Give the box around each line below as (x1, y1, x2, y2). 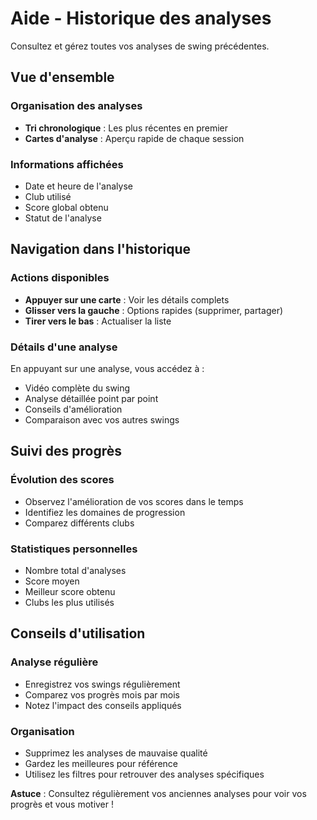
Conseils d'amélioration (24, 403, 123, 415)
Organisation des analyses (10, 99, 143, 113)
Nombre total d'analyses (24, 564, 127, 576)
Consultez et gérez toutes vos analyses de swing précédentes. (10, 40, 270, 52)
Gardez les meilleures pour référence (24, 757, 179, 769)
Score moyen (24, 575, 80, 587)
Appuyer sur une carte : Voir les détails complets (24, 293, 230, 306)
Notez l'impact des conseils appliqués (24, 699, 182, 711)
